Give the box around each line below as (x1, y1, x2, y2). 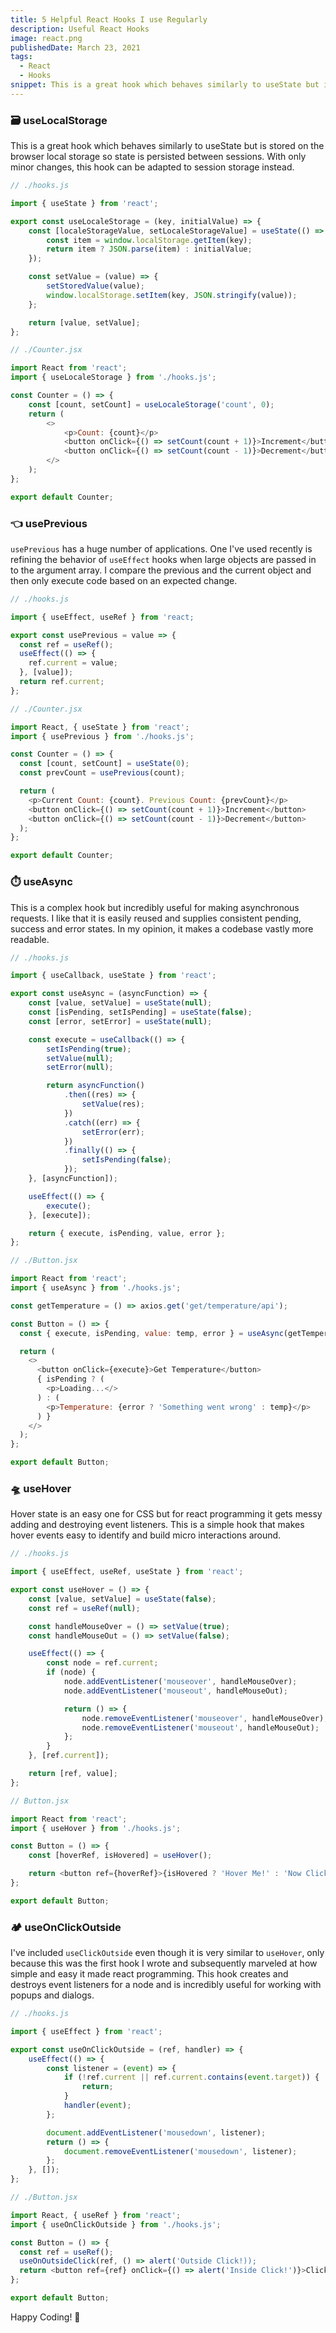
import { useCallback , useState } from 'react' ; (10, 971, 217, 981)
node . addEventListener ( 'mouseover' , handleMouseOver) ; (63, 1677, 298, 1687)
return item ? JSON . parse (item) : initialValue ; (46, 244, 253, 255)
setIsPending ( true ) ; (46, 1044, 132, 1054)
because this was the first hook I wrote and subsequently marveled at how (10, 1957, 318, 1970)
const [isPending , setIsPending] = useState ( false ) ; (28, 1007, 253, 1018)
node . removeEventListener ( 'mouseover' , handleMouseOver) (81, 1713, 325, 1723)
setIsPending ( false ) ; (81, 1155, 172, 1165)
